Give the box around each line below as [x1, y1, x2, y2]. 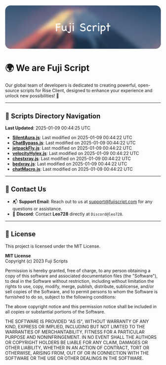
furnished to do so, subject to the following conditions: [5, 294, 116, 300]
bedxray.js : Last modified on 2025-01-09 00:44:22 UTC [12, 161, 127, 167]
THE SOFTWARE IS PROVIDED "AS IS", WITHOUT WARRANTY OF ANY [5, 318, 149, 324]
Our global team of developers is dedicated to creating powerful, [5, 82, 137, 88]
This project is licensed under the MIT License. [5, 243, 101, 249]
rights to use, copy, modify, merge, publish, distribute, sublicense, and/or [5, 283, 154, 289]
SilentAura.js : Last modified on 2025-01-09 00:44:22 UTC [12, 135, 132, 141]
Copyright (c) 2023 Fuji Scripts [5, 258, 68, 264]
